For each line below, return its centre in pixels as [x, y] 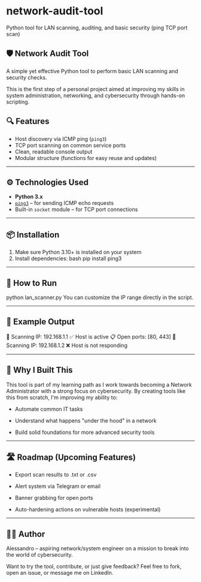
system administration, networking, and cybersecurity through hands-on [96, 95]
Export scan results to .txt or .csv [56, 475]
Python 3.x [29, 197]
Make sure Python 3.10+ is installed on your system [78, 252]
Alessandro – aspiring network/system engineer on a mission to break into [98, 548]
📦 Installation [33, 235]
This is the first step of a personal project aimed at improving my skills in [95, 89]
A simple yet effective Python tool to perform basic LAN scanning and [92, 71]
